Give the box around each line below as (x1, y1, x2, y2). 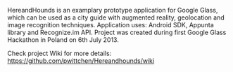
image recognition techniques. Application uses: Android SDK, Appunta (7, 21, 215, 29)
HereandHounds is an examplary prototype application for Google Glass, (7, 6, 218, 14)
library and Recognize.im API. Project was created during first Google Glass (7, 28, 227, 36)
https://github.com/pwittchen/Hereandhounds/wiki (7, 57, 155, 65)
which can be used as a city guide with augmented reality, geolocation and (7, 13, 225, 22)
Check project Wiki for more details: (7, 49, 112, 57)
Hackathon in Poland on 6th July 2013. (7, 36, 120, 44)
